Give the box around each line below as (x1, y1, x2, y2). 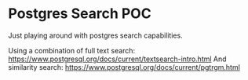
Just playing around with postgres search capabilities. (8, 31, 183, 40)
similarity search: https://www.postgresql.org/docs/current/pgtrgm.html (8, 62, 241, 71)
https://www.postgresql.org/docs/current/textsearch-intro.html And (8, 54, 227, 64)
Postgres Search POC (8, 5, 151, 23)
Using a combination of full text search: (8, 45, 136, 55)
